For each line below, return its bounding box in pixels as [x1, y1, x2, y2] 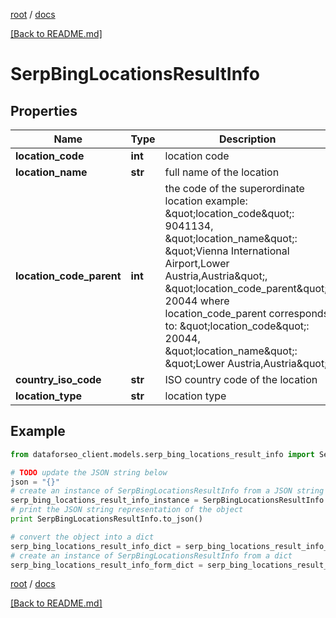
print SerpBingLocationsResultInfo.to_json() [10, 514, 203, 524]
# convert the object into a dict [10, 532, 155, 542]
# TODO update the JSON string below [10, 467, 168, 478]
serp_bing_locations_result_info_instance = [10, 495, 199, 506]
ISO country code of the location [164, 373, 318, 386]
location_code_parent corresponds [164, 307, 330, 320]
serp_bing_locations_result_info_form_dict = [10, 560, 203, 570]
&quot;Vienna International [164, 244, 290, 258]
